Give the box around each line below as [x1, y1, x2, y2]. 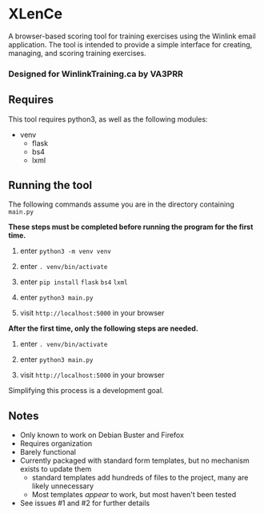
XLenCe [8, 5, 63, 23]
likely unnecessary [31, 481, 94, 491]
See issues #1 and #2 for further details [19, 498, 150, 508]
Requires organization [19, 439, 93, 448]
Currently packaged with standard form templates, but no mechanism [19, 456, 250, 465]
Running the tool [8, 179, 93, 192]
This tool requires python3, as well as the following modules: [8, 114, 208, 124]
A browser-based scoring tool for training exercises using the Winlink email [8, 31, 256, 41]
